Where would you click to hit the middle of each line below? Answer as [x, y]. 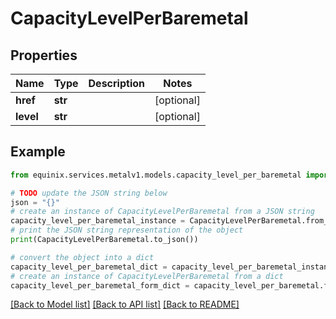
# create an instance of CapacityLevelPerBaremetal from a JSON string [162, 212]
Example [38, 152]
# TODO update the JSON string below [89, 193]
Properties [44, 55]
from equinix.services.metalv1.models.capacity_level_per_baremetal [156, 175]
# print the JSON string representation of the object [127, 230]
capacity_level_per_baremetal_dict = [89, 267]
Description [116, 83]
